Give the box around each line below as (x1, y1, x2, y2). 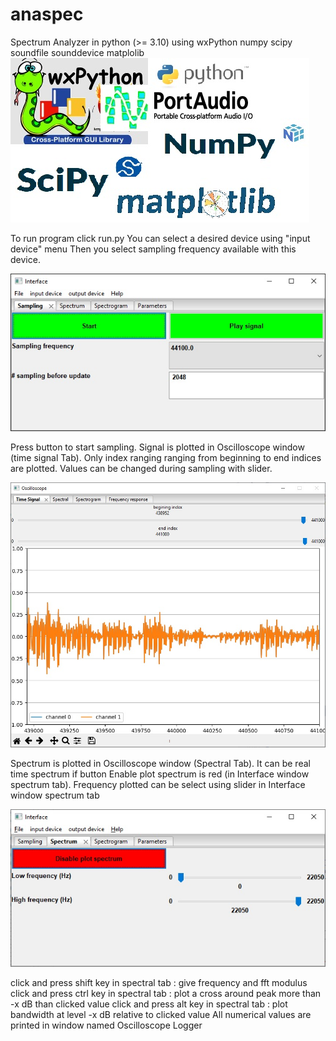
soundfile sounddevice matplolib (10, 46, 145, 58)
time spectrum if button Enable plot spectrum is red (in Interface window (10, 768, 310, 780)
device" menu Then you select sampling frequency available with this (10, 243, 297, 255)
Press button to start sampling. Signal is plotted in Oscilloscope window (10, 441, 305, 453)
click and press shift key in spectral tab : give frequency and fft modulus (10, 976, 308, 988)
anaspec (10, 3, 84, 26)
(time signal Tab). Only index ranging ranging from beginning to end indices (10, 451, 322, 463)
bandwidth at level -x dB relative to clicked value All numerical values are (10, 1008, 312, 1020)
